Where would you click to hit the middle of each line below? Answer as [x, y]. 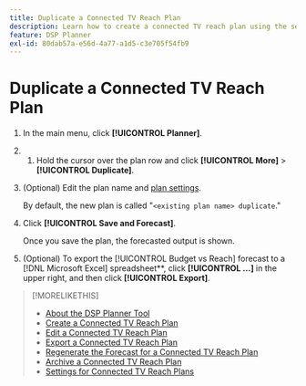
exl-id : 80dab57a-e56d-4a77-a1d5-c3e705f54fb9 [99, 43]
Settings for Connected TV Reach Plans [119, 371]
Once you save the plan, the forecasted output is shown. [128, 241]
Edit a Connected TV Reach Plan [107, 333]
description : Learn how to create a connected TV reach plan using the [148, 26]
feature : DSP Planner [51, 35]
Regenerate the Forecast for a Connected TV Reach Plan [152, 352]
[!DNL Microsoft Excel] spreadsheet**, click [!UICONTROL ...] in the [150, 268]
